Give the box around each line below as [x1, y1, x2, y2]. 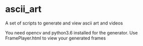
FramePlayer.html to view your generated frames [5, 35, 106, 41]
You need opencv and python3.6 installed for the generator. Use [5, 29, 138, 35]
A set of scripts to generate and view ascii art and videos [5, 20, 123, 26]
